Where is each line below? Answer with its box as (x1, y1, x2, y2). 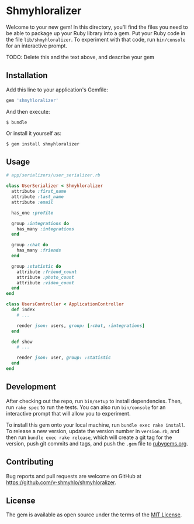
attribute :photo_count (16, 274, 75, 280)
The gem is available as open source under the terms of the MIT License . (6, 511, 182, 518)
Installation (6, 70, 48, 80)
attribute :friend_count (16, 268, 77, 275)
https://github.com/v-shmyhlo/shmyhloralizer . (6, 479, 117, 486)
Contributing (6, 457, 54, 467)
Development (6, 382, 57, 392)
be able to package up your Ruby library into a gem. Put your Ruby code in (6, 29, 186, 36)
